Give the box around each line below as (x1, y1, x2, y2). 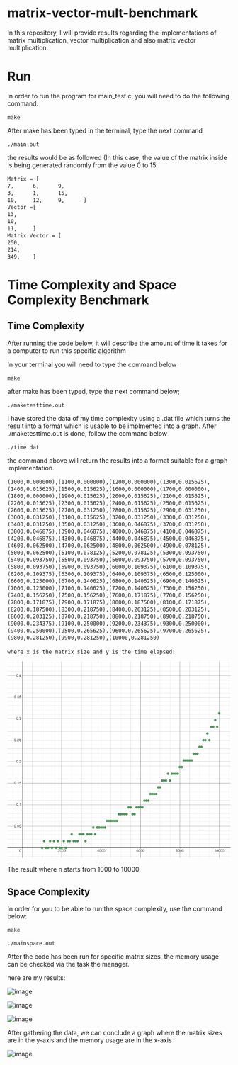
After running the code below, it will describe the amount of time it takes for (7, 339, 228, 347)
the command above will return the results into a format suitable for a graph (7, 456, 228, 465)
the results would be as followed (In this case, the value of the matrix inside (7, 153, 228, 162)
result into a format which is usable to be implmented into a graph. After (7, 422, 217, 430)
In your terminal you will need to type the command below (7, 360, 177, 368)
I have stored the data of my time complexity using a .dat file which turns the (7, 414, 231, 422)
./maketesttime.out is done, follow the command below (7, 429, 168, 437)
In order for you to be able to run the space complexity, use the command (7, 905, 222, 913)
